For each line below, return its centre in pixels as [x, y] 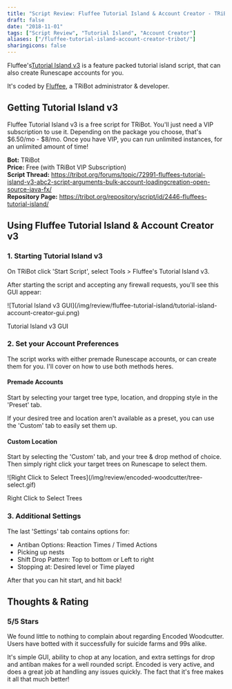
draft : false [26, 20]
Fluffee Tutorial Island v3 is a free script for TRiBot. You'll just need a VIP [110, 124]
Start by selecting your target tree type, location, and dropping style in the [113, 397]
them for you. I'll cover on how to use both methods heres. [90, 366]
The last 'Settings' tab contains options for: [68, 531]
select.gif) [21, 485]
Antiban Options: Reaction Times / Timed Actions [87, 545]
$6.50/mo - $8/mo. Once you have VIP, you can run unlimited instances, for [115, 139]
